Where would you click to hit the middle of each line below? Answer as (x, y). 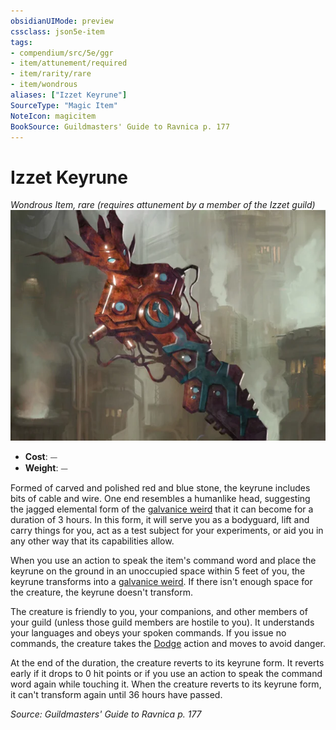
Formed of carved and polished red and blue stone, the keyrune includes (160, 487)
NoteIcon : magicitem (53, 116)
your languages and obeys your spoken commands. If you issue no (148, 632)
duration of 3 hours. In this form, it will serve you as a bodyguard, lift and (160, 519)
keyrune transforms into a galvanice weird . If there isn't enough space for (161, 581)
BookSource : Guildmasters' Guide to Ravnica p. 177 (120, 126)
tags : (21, 42)
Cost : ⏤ (41, 456)
